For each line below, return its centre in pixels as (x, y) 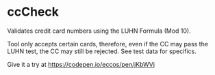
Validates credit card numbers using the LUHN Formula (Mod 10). (99, 31)
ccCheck (33, 12)
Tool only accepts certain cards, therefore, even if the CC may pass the (108, 44)
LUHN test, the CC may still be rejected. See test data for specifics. (102, 51)
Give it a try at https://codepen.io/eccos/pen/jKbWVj (81, 64)
